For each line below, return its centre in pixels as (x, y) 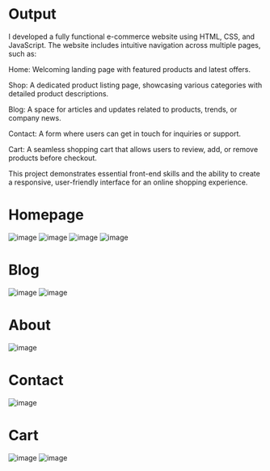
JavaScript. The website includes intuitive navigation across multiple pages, (135, 45)
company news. (35, 117)
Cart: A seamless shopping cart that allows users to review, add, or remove (133, 149)
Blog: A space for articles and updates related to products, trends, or (123, 109)
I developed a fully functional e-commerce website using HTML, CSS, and (132, 36)
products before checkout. (53, 158)
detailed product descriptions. (59, 93)
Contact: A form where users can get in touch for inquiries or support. (124, 134)
